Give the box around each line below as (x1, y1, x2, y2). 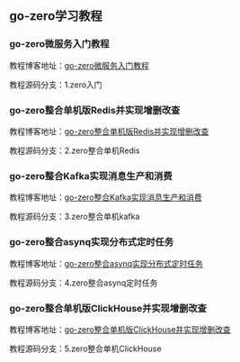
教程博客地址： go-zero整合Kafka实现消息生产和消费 (9, 192, 202, 203)
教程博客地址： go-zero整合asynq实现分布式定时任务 (9, 258, 204, 268)
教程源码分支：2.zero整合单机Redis (9, 145, 141, 156)
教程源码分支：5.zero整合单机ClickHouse (9, 343, 162, 354)
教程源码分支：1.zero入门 (9, 79, 102, 90)
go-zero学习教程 (9, 8, 103, 24)
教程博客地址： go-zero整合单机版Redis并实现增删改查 (9, 125, 209, 137)
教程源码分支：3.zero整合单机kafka (9, 211, 140, 222)
